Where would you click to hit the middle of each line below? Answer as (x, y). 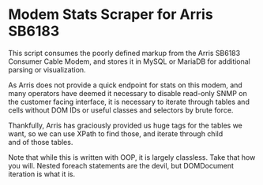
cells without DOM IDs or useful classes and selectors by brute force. (121, 110)
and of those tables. (41, 142)
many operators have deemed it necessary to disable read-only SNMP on (128, 93)
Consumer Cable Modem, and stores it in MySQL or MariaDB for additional (130, 61)
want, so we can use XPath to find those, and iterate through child (116, 133)
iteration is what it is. (42, 174)
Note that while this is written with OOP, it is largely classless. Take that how (132, 157)
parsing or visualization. (47, 69)
